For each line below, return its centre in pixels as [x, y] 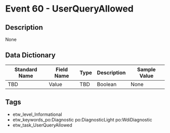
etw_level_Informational [37, 114]
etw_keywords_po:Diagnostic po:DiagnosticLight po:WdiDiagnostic [82, 119]
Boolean [107, 84]
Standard [26, 70]
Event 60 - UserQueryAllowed [70, 9]
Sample [146, 70]
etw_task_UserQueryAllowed [42, 125]
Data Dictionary [30, 55]
